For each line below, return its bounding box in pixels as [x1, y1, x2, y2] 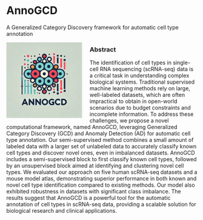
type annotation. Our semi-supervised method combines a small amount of [6, 136, 194, 144]
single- [172, 59, 191, 67]
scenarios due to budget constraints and [90, 104, 191, 112]
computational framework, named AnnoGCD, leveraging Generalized [6, 124, 178, 131]
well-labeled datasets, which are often [90, 92, 185, 99]
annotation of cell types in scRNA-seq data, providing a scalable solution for [6, 201, 196, 208]
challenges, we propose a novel [90, 117, 169, 124]
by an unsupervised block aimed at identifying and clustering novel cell [6, 162, 184, 170]
